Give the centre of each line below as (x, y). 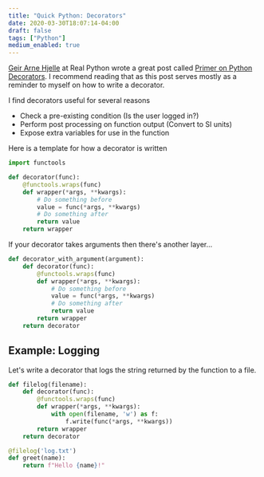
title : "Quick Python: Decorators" (67, 16)
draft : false (30, 30)
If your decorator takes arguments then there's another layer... (110, 244)
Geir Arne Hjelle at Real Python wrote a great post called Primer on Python (130, 68)
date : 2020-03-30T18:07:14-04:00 (64, 23)
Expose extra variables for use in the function (95, 133)
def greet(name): (37, 458)
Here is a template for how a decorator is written (88, 148)
